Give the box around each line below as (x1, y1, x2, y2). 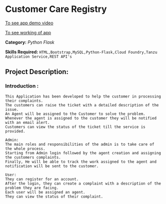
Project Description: (5, 68, 69, 76)
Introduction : (5, 83, 39, 90)
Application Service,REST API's (5, 54, 72, 59)
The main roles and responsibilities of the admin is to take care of (5, 142, 155, 147)
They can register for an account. (5, 177, 79, 182)
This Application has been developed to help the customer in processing (5, 94, 162, 99)
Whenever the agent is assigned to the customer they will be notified (5, 115, 157, 120)
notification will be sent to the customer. (5, 163, 99, 169)
